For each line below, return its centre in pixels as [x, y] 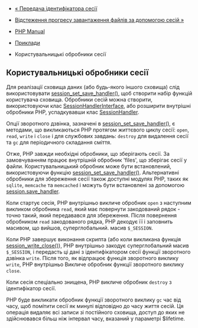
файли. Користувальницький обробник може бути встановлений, [89, 166]
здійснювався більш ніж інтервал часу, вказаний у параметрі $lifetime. [95, 319]
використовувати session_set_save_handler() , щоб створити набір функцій [99, 93]
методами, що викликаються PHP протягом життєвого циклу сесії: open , [98, 130]
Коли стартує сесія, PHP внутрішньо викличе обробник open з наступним [99, 202]
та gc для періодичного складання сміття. [59, 142]
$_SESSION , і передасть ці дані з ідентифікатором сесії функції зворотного [98, 252]
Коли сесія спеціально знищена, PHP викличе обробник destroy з [89, 282]
